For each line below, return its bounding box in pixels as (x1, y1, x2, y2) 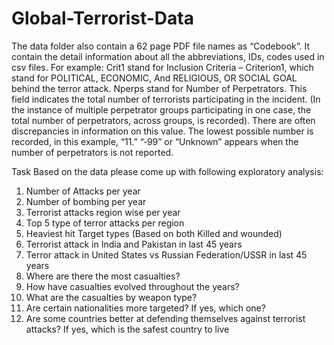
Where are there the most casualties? (25, 270, 181, 282)
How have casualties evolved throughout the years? (25, 280, 240, 292)
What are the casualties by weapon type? (25, 291, 198, 303)
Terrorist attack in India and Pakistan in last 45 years (25, 238, 243, 250)
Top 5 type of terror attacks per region (25, 217, 185, 229)
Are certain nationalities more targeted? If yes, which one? (25, 302, 266, 314)
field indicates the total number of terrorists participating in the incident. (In (11, 93, 321, 105)
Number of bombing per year (25, 195, 147, 207)
